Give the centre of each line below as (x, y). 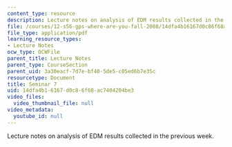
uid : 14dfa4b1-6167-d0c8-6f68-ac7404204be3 (71, 90)
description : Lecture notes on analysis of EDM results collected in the (116, 20)
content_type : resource (41, 13)
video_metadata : (30, 110)
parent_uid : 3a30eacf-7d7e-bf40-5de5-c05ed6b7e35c (81, 71)
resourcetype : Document (41, 78)
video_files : (26, 97)
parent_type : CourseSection (48, 65)
